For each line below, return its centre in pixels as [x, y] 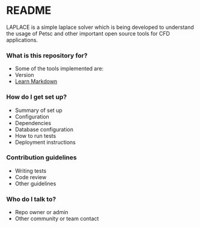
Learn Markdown [36, 81]
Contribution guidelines [41, 158]
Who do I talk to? [31, 199]
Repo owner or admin [41, 212]
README [29, 11]
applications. [22, 40]
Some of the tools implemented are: [59, 69]
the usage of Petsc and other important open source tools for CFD [88, 33]
